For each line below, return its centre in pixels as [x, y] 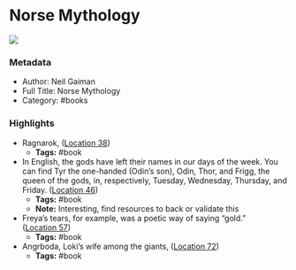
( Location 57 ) [46, 228]
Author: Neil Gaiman [58, 81]
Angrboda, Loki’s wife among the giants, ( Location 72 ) [120, 246]
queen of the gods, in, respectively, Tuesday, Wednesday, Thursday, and [154, 180]
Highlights [32, 123]
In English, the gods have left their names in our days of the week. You [150, 161]
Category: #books [55, 100]
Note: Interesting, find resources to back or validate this [137, 208]
